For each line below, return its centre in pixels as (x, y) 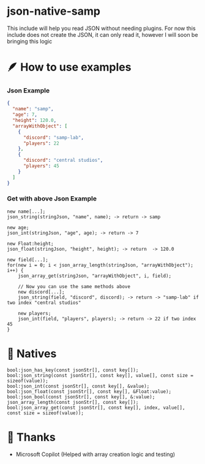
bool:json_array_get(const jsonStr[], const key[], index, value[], (96, 408)
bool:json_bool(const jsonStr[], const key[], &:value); (81, 397)
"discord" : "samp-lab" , (54, 137)
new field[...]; (28, 260)
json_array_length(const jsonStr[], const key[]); (73, 402)
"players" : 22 (41, 143)
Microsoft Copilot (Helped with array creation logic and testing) (95, 454)
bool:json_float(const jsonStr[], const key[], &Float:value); (89, 391)
